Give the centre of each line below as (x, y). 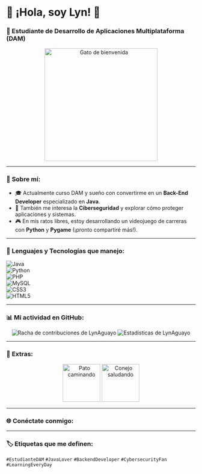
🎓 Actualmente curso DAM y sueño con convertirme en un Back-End (101, 192)
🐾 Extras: (20, 354)
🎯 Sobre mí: (23, 179)
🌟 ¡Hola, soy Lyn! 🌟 (54, 12)
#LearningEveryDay (29, 465)
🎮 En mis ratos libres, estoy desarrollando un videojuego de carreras (101, 221)
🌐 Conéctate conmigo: (40, 420)
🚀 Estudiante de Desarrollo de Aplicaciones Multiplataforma (95, 31)
